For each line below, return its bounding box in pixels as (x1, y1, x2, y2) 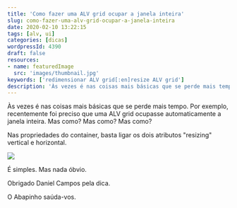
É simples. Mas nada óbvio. (7, 166, 87, 174)
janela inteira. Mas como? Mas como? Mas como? (7, 117, 152, 126)
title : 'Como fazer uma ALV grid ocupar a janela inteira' (7, 10, 185, 18)
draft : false (7, 50, 46, 57)
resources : (7, 57, 39, 64)
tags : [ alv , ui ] (7, 30, 55, 37)
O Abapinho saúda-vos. (7, 192, 76, 202)
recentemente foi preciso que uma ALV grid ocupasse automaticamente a (7, 110, 221, 118)
